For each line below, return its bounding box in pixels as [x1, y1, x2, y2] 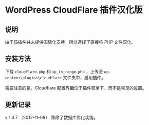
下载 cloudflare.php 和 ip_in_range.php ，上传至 [5, 69, 103, 74]
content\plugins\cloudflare [5, 75, 62, 80]
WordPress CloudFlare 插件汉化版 [5, 4, 143, 16]
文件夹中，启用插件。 [63, 74, 106, 80]
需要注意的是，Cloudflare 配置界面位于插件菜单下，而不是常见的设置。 [5, 85, 147, 90]
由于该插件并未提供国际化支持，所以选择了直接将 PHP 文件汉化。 [5, 39, 136, 45]
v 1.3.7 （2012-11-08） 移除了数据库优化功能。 [5, 114, 98, 120]
